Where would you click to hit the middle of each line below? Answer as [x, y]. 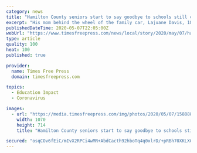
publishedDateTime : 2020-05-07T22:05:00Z [57, 28]
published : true [26, 55]
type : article [23, 39]
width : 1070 [31, 120]
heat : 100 [18, 50]
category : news [25, 11]
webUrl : [16, 33]
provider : [18, 66]
